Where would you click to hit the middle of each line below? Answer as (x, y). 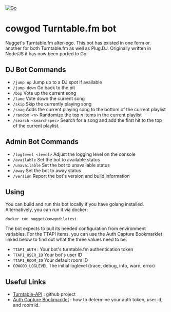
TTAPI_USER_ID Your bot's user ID (47, 255)
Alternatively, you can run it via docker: (47, 210)
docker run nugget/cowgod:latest (41, 219)
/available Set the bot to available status (56, 159)
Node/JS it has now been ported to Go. (47, 53)
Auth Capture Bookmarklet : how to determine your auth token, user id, (88, 300)
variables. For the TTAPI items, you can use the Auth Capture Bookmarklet (84, 234)
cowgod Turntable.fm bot (61, 29)
